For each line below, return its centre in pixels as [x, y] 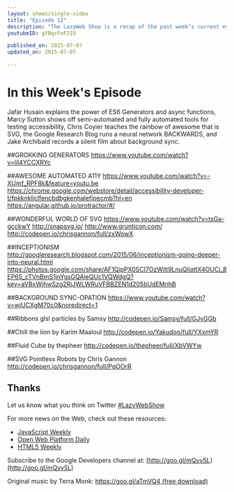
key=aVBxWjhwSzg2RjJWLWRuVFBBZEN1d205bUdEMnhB [92, 284]
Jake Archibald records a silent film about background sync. [93, 141]
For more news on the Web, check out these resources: [87, 418]
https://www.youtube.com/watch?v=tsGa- [164, 219]
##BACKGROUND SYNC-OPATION [57, 297]
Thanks [24, 388]
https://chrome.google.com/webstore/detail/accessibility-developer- [106, 190]
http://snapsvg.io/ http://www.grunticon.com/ [97, 226]
